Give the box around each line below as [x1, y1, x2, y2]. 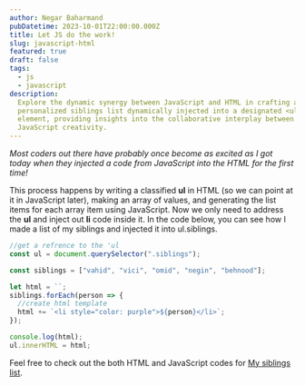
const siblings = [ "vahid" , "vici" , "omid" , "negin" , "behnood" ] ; [9, 265, 266, 275]
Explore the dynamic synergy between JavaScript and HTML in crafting [17, 97, 290, 107]
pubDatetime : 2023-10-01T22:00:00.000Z [9, 22, 161, 31]
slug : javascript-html [9, 38, 95, 48]
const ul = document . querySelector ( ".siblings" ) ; [9, 249, 202, 259]
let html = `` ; [9, 282, 67, 292]
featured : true [9, 47, 67, 56]
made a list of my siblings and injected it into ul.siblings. [9, 223, 218, 234]
